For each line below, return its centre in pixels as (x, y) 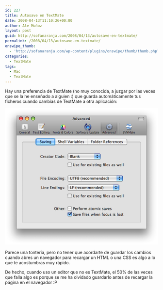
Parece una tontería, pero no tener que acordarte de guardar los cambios (78, 252)
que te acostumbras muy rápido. (38, 262)
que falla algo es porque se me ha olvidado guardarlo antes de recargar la (79, 277)
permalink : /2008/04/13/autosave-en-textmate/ (53, 41)
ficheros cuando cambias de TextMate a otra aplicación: (61, 101)
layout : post (18, 31)
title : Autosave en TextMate (34, 15)
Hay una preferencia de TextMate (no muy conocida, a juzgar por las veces (80, 91)
